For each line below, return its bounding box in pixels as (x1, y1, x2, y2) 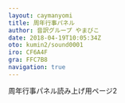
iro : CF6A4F (8, 48, 48, 56)
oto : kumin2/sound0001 (8, 41, 84, 49)
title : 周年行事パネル (8, 19, 76, 27)
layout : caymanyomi (8, 11, 73, 20)
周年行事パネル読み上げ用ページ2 (8, 86, 118, 95)
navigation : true (8, 63, 66, 71)
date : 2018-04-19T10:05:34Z (8, 33, 102, 42)
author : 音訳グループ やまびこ (8, 26, 100, 34)
